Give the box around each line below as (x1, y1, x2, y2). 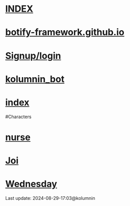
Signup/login (5, 50, 61, 61)
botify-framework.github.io (5, 27, 125, 38)
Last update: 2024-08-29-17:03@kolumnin (5, 195, 95, 201)
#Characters (5, 113, 32, 120)
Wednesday (5, 178, 58, 190)
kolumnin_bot (5, 73, 65, 85)
